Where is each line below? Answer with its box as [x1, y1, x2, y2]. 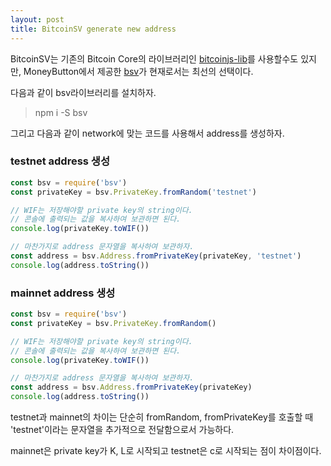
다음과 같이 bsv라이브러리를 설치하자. [10, 86, 157, 98]
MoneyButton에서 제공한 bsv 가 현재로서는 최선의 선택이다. [23, 65, 254, 77]
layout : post [10, 14, 65, 25]
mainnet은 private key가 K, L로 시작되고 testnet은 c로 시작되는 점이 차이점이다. [10, 445, 322, 457]
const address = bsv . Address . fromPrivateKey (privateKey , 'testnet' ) [10, 251, 302, 261]
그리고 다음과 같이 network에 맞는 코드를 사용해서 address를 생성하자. [10, 127, 285, 139]
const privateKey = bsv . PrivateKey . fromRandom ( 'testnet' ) [10, 187, 257, 197]
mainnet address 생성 [10, 286, 116, 300]
